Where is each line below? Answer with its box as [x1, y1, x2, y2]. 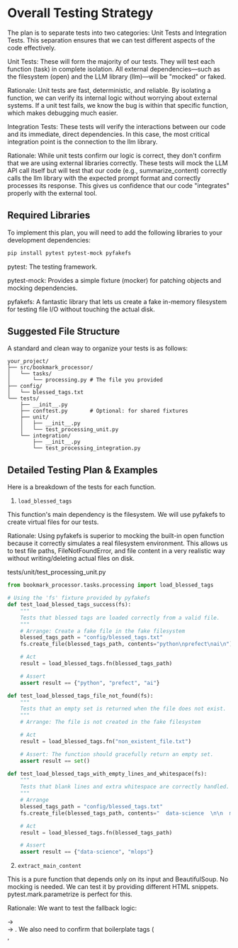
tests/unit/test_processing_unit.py [7, 568, 106, 576]
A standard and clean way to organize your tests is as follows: [7, 344, 188, 352]
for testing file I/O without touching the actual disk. [7, 305, 156, 313]
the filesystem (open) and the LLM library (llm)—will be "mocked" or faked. [7, 72, 227, 81]
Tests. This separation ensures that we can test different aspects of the [7, 35, 215, 44]
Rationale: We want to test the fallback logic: [7, 904, 137, 913]
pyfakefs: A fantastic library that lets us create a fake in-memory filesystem [7, 297, 227, 306]
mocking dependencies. [7, 284, 78, 292]
